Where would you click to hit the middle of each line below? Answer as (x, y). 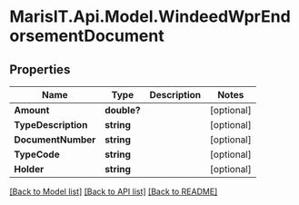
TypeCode (37, 154)
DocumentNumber (55, 140)
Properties (40, 69)
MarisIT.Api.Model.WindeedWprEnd (150, 17)
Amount (32, 110)
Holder (29, 169)
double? (122, 110)
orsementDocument (87, 36)
